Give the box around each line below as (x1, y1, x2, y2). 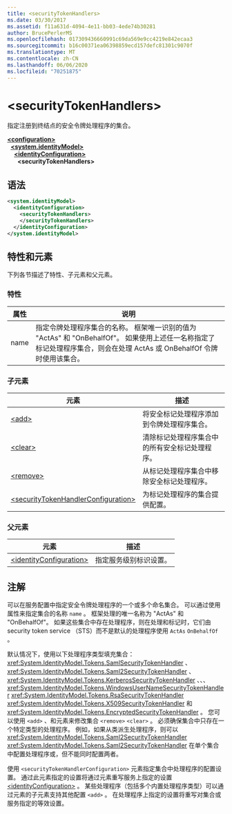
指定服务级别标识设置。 (95, 555, 171, 565)
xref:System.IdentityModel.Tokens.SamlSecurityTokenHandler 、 (7, 658, 191, 667)
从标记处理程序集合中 (142, 466, 212, 476)
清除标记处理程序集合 (142, 432, 212, 442)
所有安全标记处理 (149, 443, 205, 452)
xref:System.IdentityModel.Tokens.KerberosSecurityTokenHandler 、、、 (7, 676, 209, 685)
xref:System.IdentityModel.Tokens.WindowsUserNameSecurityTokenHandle (7, 684, 224, 692)
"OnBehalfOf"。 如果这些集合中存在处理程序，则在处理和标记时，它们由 (7, 618, 211, 627)
